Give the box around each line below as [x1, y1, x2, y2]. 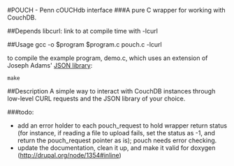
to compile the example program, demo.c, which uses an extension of [7, 54, 208, 62]
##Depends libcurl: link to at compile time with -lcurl [7, 27, 159, 35]
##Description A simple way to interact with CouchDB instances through [7, 87, 216, 95]
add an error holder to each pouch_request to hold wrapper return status [17, 121, 228, 130]
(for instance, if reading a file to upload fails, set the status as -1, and [17, 129, 215, 137]
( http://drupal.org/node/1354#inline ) [17, 151, 122, 159]
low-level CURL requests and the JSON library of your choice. [7, 94, 186, 103]
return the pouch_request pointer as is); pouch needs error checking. [17, 136, 217, 144]
